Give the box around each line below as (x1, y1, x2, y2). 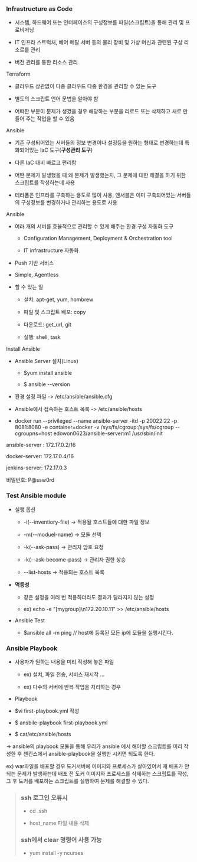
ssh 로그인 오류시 (20, 794, 68, 802)
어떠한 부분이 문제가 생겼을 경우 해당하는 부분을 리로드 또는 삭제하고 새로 (14, 108, 182, 115)
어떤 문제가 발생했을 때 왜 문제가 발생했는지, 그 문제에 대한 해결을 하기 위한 (14, 172, 186, 179)
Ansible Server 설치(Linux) (14, 358, 78, 365)
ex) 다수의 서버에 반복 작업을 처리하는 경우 (23, 683, 121, 690)
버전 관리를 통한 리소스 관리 (14, 58, 78, 66)
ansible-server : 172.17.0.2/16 (6, 442, 76, 449)
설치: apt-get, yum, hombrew (23, 296, 94, 303)
